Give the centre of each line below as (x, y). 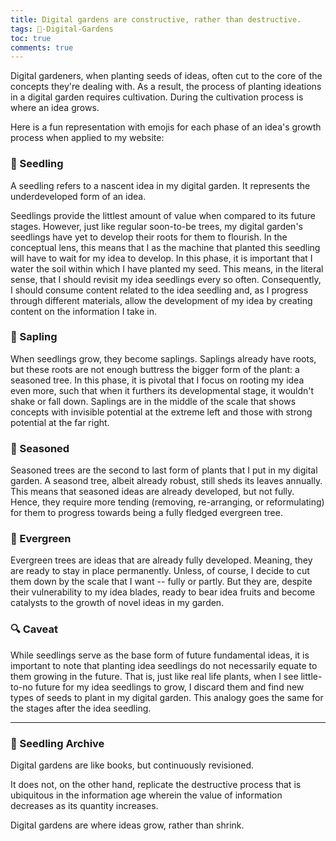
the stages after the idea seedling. (81, 708)
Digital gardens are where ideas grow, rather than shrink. (127, 825)
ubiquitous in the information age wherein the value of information (146, 795)
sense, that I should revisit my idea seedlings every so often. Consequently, (166, 279)
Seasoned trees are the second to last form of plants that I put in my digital (164, 470)
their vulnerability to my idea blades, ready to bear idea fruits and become (163, 592)
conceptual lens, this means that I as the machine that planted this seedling (165, 247)
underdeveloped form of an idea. (78, 196)
